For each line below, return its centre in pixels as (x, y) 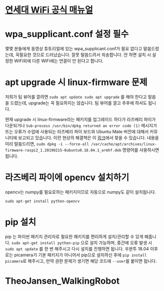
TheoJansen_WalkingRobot (62, 281)
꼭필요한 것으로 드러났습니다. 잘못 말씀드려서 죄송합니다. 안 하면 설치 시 (83, 55)
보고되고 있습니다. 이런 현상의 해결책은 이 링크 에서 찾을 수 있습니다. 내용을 (88, 138)
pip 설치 (21, 222)
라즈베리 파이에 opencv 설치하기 (67, 177)
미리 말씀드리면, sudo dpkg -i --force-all (47, 144)
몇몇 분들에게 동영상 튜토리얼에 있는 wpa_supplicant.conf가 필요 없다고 (74, 49)
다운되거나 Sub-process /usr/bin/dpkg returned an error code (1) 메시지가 (81, 125)
